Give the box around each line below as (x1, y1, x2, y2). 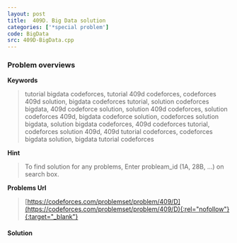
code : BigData (7, 30, 50, 38)
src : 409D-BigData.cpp (7, 37, 74, 44)
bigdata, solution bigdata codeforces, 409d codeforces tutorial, (24, 120, 210, 128)
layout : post (7, 10, 46, 18)
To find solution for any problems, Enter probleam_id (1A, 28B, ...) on (24, 162, 224, 171)
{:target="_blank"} (24, 213, 79, 221)
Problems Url (7, 183, 47, 192)
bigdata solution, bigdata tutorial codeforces (24, 135, 154, 144)
